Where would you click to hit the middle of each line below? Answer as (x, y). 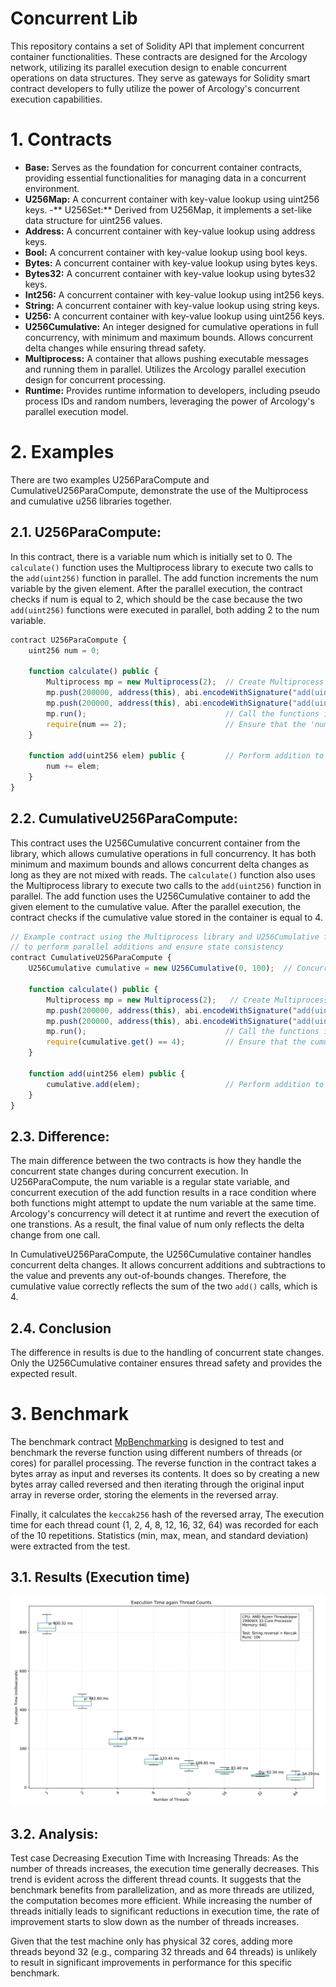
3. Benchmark (70, 1414)
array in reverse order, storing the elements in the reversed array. (144, 1495)
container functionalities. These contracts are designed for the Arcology (159, 56)
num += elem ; (73, 767)
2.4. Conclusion (61, 1328)
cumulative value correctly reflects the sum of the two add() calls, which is (164, 1286)
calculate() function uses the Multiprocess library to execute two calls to (162, 567)
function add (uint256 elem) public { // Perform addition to (176, 756)
